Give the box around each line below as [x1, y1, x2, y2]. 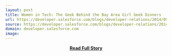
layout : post [5, 7, 33, 13]
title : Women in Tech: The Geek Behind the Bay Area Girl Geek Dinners [5, 12, 161, 17]
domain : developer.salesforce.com [5, 26, 79, 32]
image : [5, 31, 19, 36]
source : [5, 21, 22, 27]
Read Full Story [69, 45, 103, 51]
